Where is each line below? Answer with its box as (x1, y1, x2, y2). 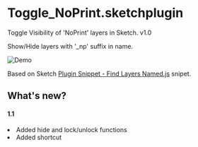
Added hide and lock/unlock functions (16, 125, 127, 134)
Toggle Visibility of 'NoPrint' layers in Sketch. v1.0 (7, 28, 152, 37)
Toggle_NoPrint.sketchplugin (7, 5, 184, 21)
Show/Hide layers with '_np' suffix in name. (7, 42, 133, 50)
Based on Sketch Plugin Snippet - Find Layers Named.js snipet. (7, 69, 192, 78)
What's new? (7, 90, 67, 102)
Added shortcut (16, 133, 62, 141)
